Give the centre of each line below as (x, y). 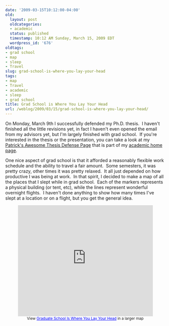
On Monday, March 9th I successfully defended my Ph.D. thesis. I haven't (82, 123)
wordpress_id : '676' (31, 43)
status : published (29, 34)
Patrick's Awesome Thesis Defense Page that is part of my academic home (84, 145)
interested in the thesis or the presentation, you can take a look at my (78, 140)
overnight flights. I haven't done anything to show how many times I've (80, 193)
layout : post (24, 19)
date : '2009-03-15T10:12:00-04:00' (43, 10)
